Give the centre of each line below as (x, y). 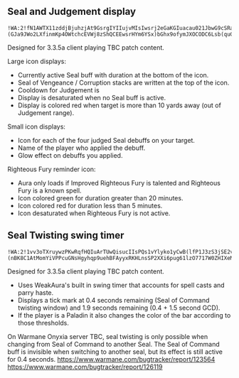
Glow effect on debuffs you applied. (70, 155)
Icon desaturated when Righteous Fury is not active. (94, 213)
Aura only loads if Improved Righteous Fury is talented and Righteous (119, 183)
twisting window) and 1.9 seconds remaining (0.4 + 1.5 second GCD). (119, 308)
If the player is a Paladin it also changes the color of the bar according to (124, 315)
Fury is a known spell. (49, 190)
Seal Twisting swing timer (66, 236)
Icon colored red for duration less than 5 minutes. (90, 205)
